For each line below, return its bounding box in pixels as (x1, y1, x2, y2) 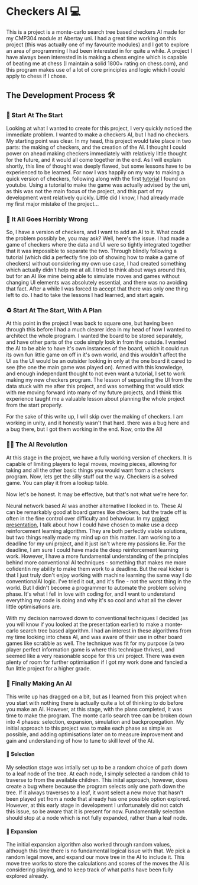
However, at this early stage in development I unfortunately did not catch (6, 801, 183, 809)
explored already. (6, 873, 48, 880)
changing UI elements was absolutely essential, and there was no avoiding (6, 279, 188, 286)
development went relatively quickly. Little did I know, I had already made (6, 194, 184, 201)
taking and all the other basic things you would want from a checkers (6, 467, 174, 474)
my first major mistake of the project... (6, 200, 99, 207)
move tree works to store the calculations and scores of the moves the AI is (6, 860, 190, 867)
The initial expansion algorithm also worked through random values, (6, 841, 171, 848)
